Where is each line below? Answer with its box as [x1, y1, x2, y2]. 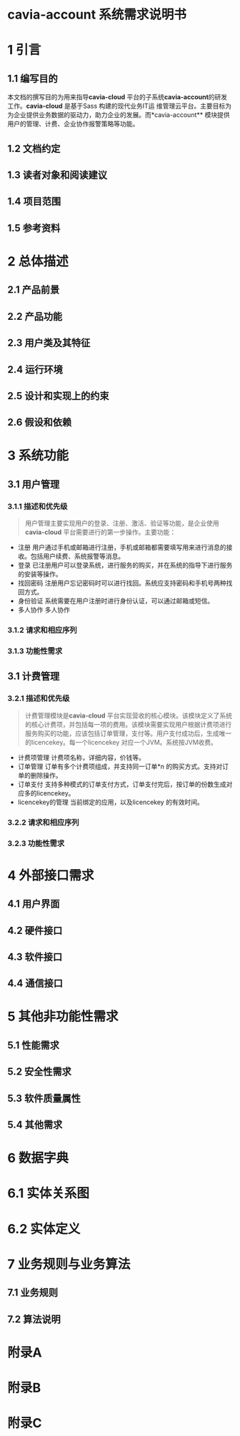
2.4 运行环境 [7, 363, 63, 376]
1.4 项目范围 [7, 196, 61, 208]
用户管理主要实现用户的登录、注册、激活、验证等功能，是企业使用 [24, 519, 219, 528]
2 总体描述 [7, 253, 69, 269]
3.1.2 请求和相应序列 [7, 626, 77, 636]
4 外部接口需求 [7, 867, 94, 883]
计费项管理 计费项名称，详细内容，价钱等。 [17, 753, 145, 761]
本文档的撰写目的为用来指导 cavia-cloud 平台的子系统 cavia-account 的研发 [7, 93, 228, 101]
